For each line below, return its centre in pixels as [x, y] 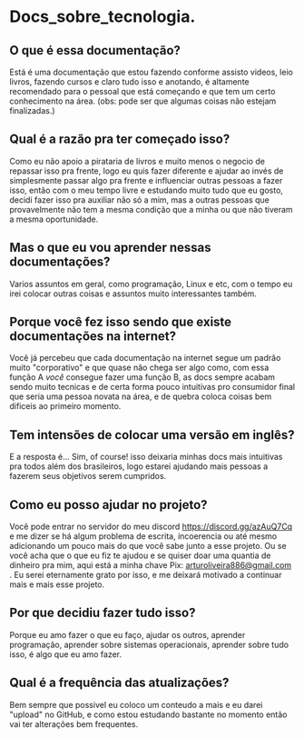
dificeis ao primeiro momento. [65, 406]
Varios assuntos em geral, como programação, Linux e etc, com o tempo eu [151, 284]
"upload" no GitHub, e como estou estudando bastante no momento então [148, 714]
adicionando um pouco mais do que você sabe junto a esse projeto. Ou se [148, 546]
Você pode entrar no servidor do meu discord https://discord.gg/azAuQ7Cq [151, 527]
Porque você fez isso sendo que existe [121, 322]
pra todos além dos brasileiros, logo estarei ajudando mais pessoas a [139, 466]
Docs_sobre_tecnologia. [103, 17]
